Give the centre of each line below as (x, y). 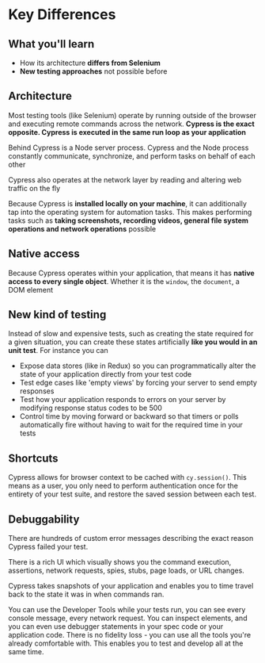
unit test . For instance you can (58, 351)
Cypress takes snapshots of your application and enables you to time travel (131, 586)
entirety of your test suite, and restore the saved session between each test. (132, 494)
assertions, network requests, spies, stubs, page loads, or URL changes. (127, 571)
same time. (26, 652)
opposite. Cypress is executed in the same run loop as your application (127, 132)
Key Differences (62, 15)
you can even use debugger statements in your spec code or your (116, 627)
